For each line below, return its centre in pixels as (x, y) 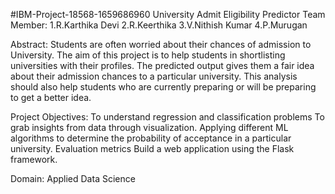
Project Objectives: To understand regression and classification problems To (167, 117)
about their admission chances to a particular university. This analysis (154, 76)
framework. (34, 159)
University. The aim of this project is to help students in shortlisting (148, 55)
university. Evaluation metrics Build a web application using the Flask (152, 148)
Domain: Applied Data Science (73, 178)
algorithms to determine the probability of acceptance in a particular (151, 138)
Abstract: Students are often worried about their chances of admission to (161, 44)
